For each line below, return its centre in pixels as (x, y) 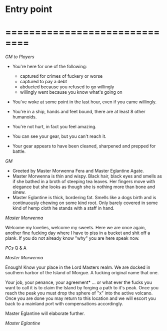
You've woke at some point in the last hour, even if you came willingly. (84, 102)
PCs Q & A (16, 248)
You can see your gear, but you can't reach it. (59, 136)
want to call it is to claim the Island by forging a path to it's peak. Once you (82, 288)
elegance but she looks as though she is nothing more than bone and (84, 187)
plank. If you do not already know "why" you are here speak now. (72, 238)
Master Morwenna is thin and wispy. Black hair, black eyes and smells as (87, 176)
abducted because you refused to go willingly (67, 87)
